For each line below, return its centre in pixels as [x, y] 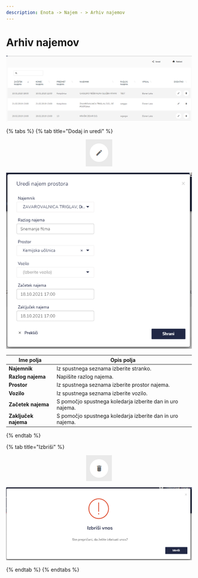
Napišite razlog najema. [85, 377]
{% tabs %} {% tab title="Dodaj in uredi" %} [60, 131]
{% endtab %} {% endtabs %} [43, 569]
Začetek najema [29, 405]
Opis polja [123, 360]
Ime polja [30, 360]
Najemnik [21, 368]
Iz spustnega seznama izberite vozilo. [102, 393]
